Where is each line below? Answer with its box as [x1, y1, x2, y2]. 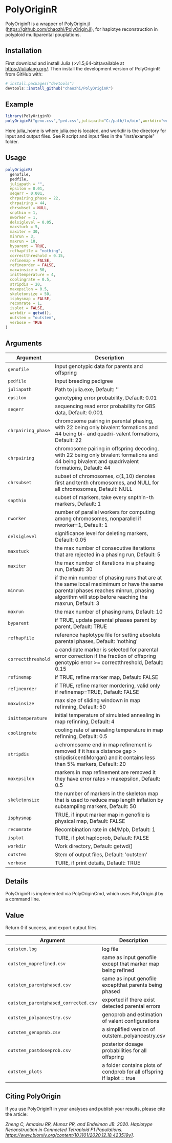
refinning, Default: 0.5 [54, 733, 107, 740]
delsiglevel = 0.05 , [10, 219, 54, 225]
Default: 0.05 [54, 536, 87, 543]
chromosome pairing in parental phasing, [54, 417, 154, 425]
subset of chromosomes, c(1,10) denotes [54, 473, 156, 480]
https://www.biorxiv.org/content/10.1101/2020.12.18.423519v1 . [5, 1132, 135, 1138]
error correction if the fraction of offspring [54, 653, 156, 660]
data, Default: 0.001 [54, 409, 103, 416]
